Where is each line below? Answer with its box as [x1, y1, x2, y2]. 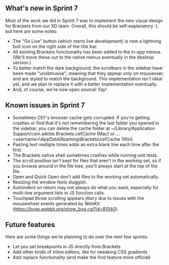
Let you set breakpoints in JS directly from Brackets [12, 244, 121, 250]
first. [12, 147, 23, 153]
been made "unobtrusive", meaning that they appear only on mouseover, [12, 70, 164, 76]
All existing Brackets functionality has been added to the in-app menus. [12, 49, 162, 55]
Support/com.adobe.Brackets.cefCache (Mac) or [12, 130, 115, 137]
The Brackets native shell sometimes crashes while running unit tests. [12, 152, 158, 158]
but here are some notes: [5, 28, 58, 34]
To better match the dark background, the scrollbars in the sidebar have [12, 65, 163, 71]
